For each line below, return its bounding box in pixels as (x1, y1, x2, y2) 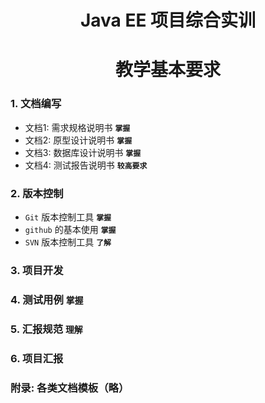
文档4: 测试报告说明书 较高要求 (24, 159, 148, 171)
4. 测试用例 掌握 (10, 292, 84, 306)
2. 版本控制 (10, 186, 64, 200)
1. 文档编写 (10, 97, 62, 111)
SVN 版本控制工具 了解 (24, 236, 112, 248)
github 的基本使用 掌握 (24, 223, 117, 235)
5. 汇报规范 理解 (10, 322, 83, 336)
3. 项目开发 (10, 263, 64, 277)
